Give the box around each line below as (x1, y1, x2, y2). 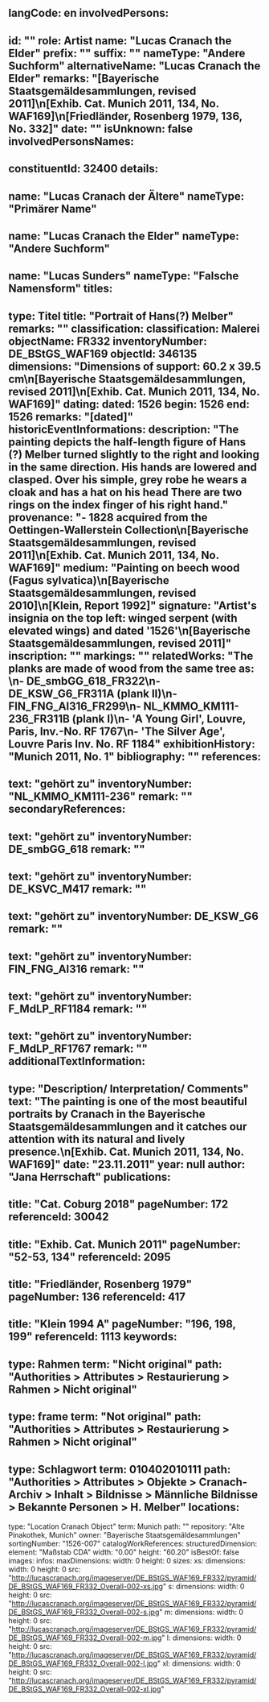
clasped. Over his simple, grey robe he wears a (8, 473, 247, 487)
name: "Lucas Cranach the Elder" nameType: (8, 229, 239, 242)
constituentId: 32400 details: (8, 162, 159, 176)
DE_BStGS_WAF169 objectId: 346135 (8, 346, 198, 361)
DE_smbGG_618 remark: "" (8, 842, 146, 856)
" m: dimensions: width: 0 (159, 1607, 243, 1617)
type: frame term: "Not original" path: (8, 1410, 202, 1424)
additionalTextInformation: (8, 1054, 146, 1068)
